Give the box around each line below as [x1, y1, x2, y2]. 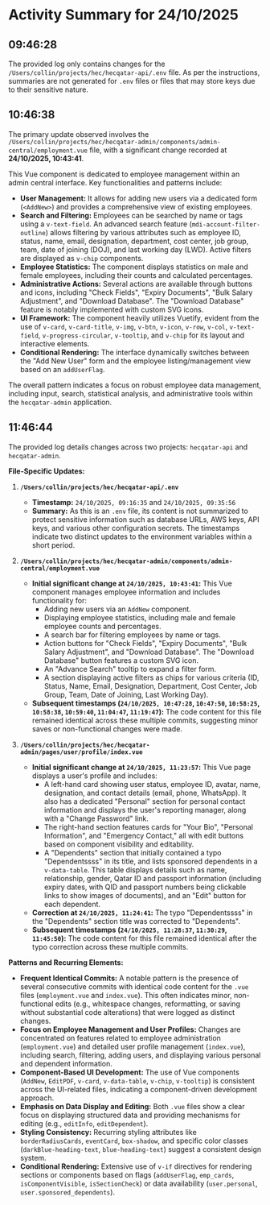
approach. [19, 1093, 55, 1103]
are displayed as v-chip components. [19, 253, 144, 263]
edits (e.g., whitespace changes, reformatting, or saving [55, 999, 241, 1008]
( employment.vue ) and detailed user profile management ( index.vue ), [19, 1041, 246, 1051]
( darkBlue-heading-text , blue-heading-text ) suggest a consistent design [19, 1144, 262, 1153]
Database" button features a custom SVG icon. [43, 655, 199, 665]
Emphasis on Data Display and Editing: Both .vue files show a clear [19, 1101, 245, 1111]
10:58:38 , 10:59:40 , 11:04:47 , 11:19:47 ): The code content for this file [31, 706, 262, 716]
